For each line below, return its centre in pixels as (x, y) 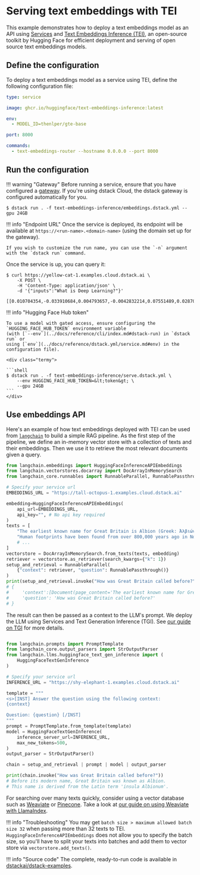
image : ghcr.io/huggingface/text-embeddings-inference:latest (85, 108)
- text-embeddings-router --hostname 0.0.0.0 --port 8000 (85, 151)
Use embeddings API (46, 415)
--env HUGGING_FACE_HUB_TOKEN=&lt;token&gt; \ (76, 380)
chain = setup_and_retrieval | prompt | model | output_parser (86, 765)
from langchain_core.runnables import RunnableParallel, (78, 477)
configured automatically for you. (47, 197)
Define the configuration (53, 65)
